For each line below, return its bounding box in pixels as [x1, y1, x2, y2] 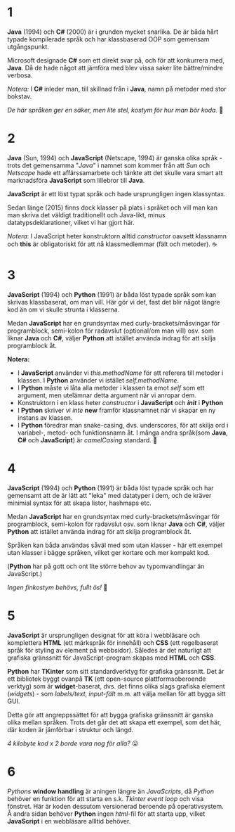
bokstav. [7, 92, 32, 101]
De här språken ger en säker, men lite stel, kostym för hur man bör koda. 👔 [7, 105, 224, 114]
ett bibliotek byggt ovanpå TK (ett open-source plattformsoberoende [7, 674, 206, 683]
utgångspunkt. [7, 42, 49, 51]
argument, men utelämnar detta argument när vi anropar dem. [17, 391, 196, 399]
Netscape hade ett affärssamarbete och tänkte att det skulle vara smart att [7, 168, 223, 177]
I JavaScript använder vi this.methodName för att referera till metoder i [17, 369, 224, 377]
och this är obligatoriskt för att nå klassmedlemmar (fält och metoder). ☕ [7, 240, 217, 248]
